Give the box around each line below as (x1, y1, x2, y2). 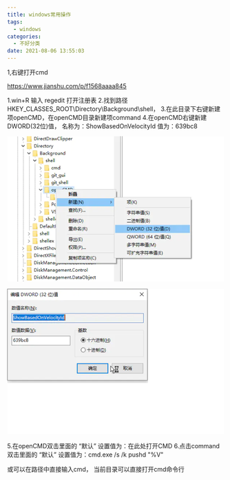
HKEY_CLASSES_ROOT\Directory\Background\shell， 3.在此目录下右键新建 (7, 105, 221, 113)
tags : (7, 18, 23, 26)
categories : (7, 33, 41, 40)
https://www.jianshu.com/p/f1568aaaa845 (7, 82, 127, 90)
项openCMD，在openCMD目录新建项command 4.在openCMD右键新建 (7, 114, 207, 121)
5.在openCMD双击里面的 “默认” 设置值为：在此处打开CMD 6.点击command (7, 442, 220, 450)
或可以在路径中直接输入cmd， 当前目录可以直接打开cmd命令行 (7, 466, 185, 474)
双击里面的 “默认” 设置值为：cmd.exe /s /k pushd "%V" (7, 450, 164, 459)
